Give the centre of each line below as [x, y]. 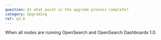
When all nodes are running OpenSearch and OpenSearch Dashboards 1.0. [81, 33]
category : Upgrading [26, 14]
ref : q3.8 [15, 19]
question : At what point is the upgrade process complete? [67, 10]
